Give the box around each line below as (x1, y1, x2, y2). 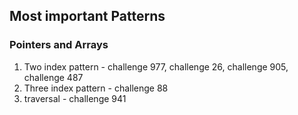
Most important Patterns (9, 8, 166, 25)
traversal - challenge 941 (23, 92, 127, 104)
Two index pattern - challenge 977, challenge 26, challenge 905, (23, 60, 289, 73)
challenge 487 (23, 71, 84, 83)
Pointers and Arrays (9, 38, 109, 52)
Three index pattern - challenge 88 (23, 82, 169, 94)
